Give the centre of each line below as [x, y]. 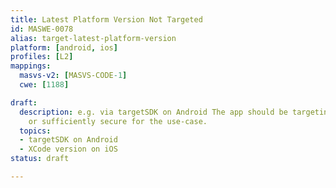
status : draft [40, 159]
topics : [35, 131]
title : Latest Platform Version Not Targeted [106, 19]
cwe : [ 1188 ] [44, 85]
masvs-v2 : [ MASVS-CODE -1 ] [73, 76]
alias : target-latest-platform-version [93, 38]
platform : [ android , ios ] [64, 47]
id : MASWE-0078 [42, 29]
